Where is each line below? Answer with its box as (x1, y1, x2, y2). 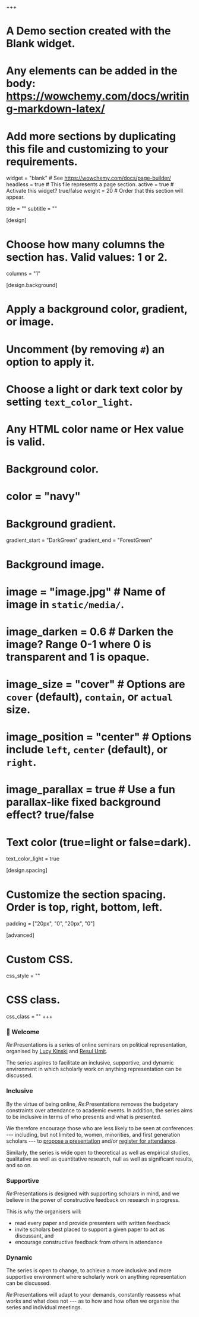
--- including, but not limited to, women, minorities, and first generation (6, 1131, 181, 1138)
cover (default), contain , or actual (6, 690, 173, 704)
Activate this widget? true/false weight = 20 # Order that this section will (6, 187, 183, 195)
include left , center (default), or (6, 743, 168, 757)
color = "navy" (6, 490, 81, 503)
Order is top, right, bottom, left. (6, 900, 163, 914)
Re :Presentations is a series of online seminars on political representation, (6, 1041, 187, 1048)
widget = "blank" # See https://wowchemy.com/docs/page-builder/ (6, 174, 171, 182)
